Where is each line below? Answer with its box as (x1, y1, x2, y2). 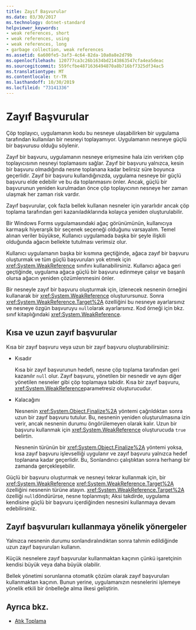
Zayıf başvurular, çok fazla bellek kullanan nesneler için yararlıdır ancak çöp (6, 202, 190, 209)
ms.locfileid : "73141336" (6, 85, 69, 91)
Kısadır (14, 355, 32, 362)
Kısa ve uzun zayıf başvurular (6, 328, 117, 338)
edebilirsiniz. (6, 505, 37, 512)
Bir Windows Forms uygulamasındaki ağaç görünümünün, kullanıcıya (6, 219, 173, 226)
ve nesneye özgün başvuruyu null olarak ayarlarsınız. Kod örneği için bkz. (6, 304, 185, 311)
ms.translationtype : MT (6, 69, 65, 74)
